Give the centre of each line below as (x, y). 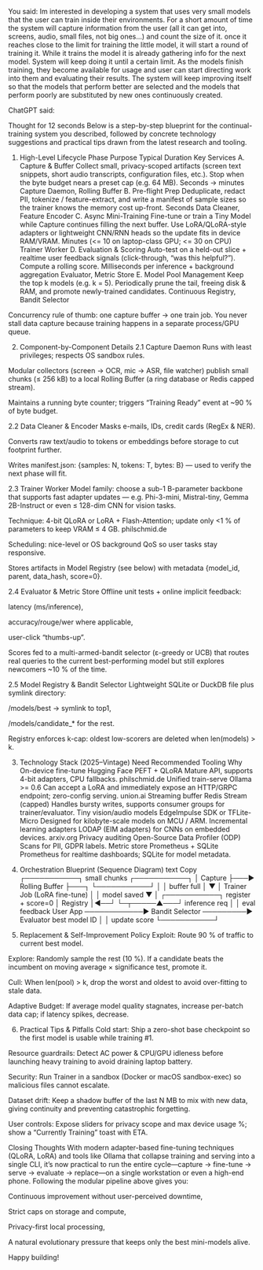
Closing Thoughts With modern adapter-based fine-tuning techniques (121, 1148)
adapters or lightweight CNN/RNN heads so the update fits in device (130, 233)
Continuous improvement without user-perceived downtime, (106, 1196)
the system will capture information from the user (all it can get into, (118, 28)
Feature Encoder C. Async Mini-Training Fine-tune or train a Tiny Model (135, 216)
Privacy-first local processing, (57, 1227)
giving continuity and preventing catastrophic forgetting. (99, 1109)
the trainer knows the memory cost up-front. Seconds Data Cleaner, (130, 207)
